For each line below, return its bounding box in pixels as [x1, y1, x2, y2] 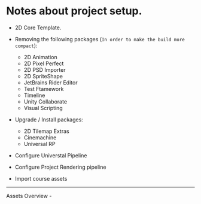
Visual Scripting [23, 104, 63, 111]
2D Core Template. [14, 24, 62, 31]
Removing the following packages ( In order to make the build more [14, 35, 185, 42]
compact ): [14, 42, 38, 49]
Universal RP [23, 140, 56, 147]
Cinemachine [23, 133, 57, 141]
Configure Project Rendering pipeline [14, 163, 106, 170]
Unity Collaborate [23, 98, 68, 105]
